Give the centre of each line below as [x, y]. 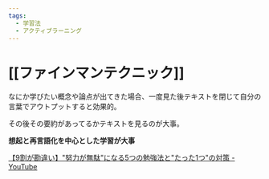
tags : [17, 16]
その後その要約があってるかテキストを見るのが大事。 [96, 124]
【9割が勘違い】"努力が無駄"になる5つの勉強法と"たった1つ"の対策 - [122, 158]
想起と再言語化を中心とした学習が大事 [71, 140]
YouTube [23, 167]
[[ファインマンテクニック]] [96, 73]
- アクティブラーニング [49, 31]
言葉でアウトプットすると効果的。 [65, 107]
